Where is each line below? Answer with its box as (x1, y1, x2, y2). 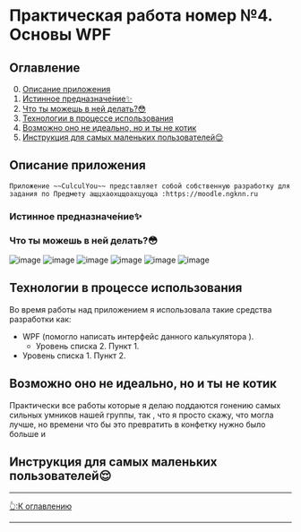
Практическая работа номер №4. (9, 5, 273, 26)
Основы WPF (9, 24, 112, 45)
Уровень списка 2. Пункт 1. (35, 340, 140, 351)
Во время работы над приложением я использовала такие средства (9, 304, 272, 314)
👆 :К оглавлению (9, 501, 73, 511)
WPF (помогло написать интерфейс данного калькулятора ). (21, 330, 254, 341)
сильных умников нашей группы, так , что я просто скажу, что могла (9, 409, 274, 420)
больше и (9, 428, 47, 439)
